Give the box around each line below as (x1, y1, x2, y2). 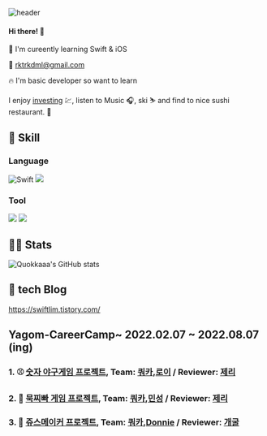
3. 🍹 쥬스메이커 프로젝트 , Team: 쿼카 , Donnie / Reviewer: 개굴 (8, 417, 239, 428)
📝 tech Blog (8, 283, 67, 296)
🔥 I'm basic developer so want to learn (8, 76, 138, 85)
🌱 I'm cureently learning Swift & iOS (8, 45, 127, 54)
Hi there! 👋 (8, 26, 45, 36)
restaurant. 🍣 (8, 107, 52, 117)
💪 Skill (8, 131, 41, 145)
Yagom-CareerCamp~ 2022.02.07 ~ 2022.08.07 (8, 328, 260, 342)
